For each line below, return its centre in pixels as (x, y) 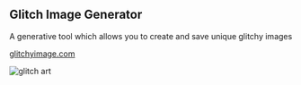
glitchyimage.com (42, 54)
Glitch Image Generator (76, 15)
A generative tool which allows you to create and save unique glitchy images (151, 36)
